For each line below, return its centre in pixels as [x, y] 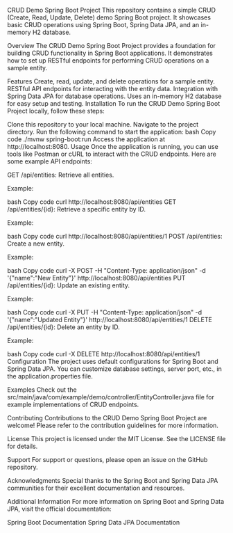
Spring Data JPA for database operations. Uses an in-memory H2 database [114, 96]
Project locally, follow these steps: [56, 111]
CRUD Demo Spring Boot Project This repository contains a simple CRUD [112, 10]
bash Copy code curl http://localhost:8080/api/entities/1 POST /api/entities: [115, 236]
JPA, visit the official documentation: [60, 509]
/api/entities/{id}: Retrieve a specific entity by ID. [76, 209]
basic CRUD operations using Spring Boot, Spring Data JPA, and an [103, 25]
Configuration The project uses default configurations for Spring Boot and [113, 361]
